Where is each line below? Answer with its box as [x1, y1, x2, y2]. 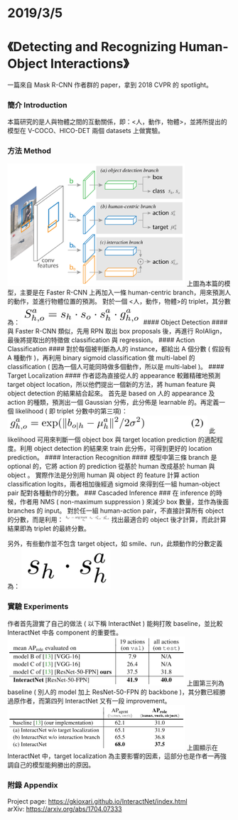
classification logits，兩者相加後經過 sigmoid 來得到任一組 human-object [7, 479, 220, 488]
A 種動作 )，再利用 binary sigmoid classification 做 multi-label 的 [7, 353, 195, 362]
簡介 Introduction [7, 100, 67, 110]
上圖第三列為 [186, 678, 225, 687]
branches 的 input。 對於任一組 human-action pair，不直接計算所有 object [7, 506, 224, 515]
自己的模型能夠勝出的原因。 [13, 761, 94, 770]
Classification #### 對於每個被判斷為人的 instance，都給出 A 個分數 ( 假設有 [7, 344, 231, 353]
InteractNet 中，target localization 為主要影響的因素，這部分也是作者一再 [7, 752, 221, 760]
